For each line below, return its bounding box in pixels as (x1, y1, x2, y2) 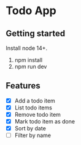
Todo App (6, 4, 56, 18)
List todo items (14, 104, 53, 111)
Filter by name (14, 131, 52, 139)
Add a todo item (14, 96, 56, 104)
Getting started (6, 28, 66, 39)
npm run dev (14, 63, 47, 70)
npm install (14, 57, 43, 63)
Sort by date (14, 125, 47, 132)
